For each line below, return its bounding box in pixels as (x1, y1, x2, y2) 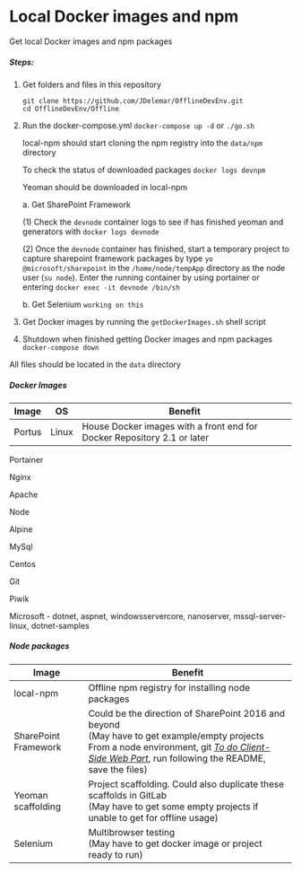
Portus (13, 425, 42, 438)
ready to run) (88, 848, 143, 860)
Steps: (9, 57, 34, 67)
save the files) (88, 763, 148, 775)
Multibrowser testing (88, 825, 176, 838)
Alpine (9, 523, 33, 535)
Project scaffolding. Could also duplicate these (88, 778, 285, 790)
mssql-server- (233, 610, 287, 621)
